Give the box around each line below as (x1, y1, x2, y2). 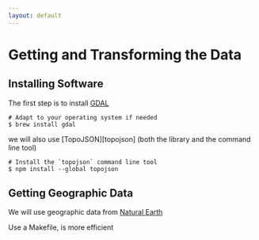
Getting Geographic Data (8, 187, 133, 200)
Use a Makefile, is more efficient (8, 223, 114, 232)
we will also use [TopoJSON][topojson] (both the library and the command (8, 134, 251, 143)
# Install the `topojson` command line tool (8, 158, 158, 166)
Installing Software (8, 77, 104, 91)
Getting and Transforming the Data (8, 45, 242, 63)
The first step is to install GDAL (8, 98, 109, 108)
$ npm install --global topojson (8, 165, 119, 173)
